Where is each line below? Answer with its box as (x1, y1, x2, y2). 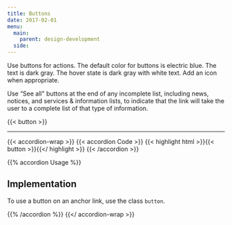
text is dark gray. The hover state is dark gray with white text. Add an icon (7, 69, 217, 77)
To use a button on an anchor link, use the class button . (7, 197, 166, 205)
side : (13, 42, 30, 49)
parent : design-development (19, 36, 100, 43)
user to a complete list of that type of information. (7, 105, 148, 112)
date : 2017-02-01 (7, 17, 57, 24)
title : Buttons (7, 10, 51, 17)
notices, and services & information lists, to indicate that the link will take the (7, 97, 224, 105)
